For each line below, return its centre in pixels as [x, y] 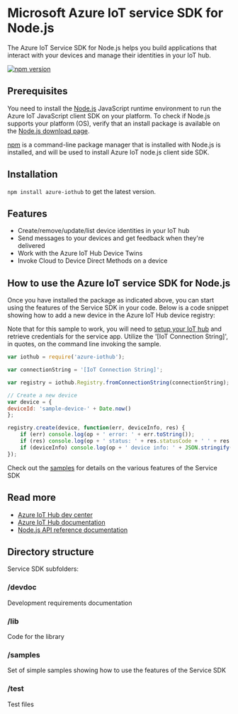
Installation [33, 175]
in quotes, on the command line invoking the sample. [84, 344]
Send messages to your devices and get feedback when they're [111, 238]
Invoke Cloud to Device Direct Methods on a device [92, 261]
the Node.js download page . [49, 131]
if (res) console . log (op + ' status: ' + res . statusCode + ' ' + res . [126, 441]
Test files [21, 704]
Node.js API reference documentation [73, 530]
